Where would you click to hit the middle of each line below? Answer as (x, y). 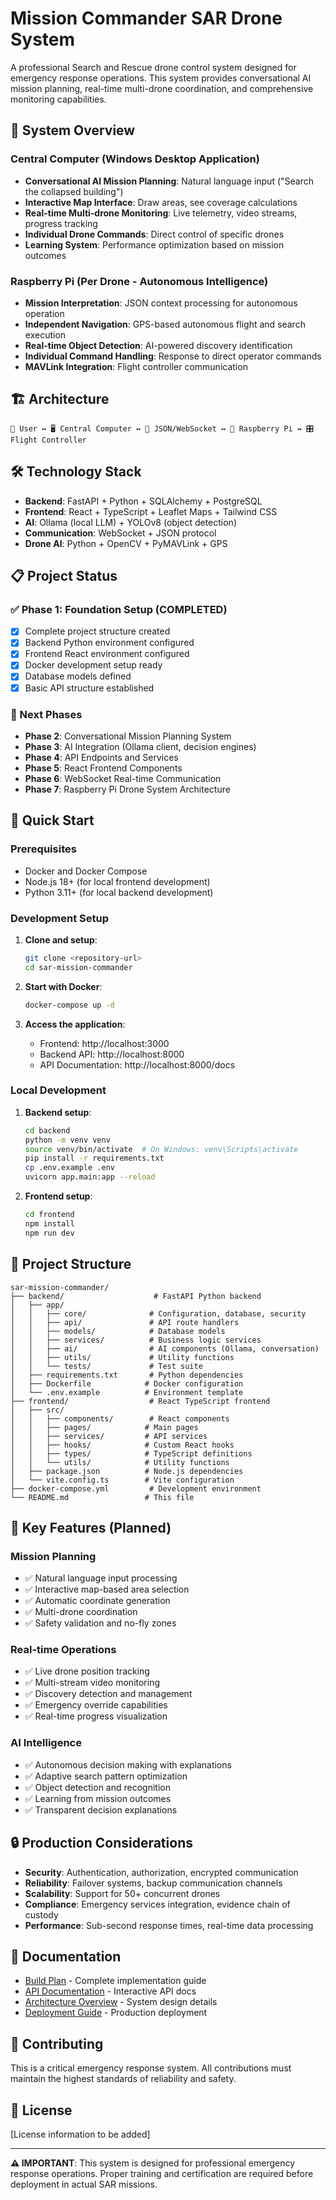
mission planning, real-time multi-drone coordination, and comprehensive (162, 88)
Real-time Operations (63, 1650)
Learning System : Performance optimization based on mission (154, 244)
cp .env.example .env (69, 1168)
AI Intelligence (46, 1743)
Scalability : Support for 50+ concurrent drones (122, 1893)
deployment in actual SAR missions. (84, 2184)
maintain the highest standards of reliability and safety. (123, 2079)
